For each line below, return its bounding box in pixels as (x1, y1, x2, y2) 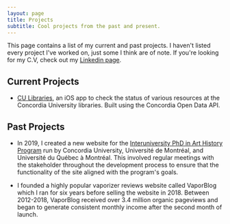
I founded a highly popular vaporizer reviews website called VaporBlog (16, 182, 217, 189)
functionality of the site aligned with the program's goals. (16, 168, 179, 176)
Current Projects (7, 76, 79, 87)
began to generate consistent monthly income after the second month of (16, 203, 222, 211)
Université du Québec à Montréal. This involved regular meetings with (16, 154, 214, 161)
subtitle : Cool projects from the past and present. (7, 23, 161, 29)
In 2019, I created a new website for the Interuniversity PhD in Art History (16, 139, 223, 147)
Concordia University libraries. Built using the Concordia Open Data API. (16, 101, 220, 109)
